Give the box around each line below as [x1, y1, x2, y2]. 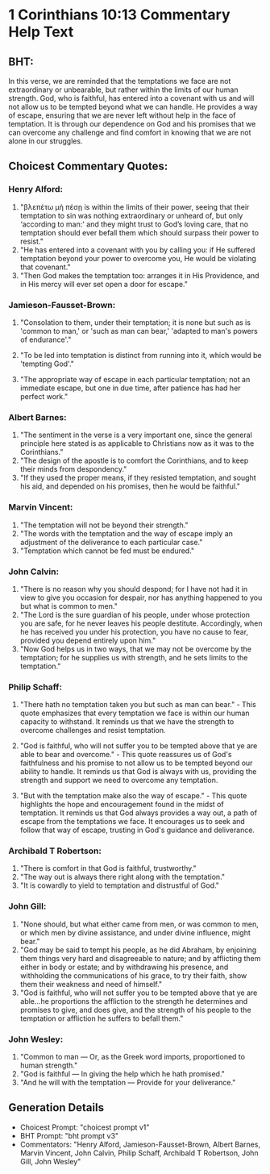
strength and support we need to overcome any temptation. [19, 776, 218, 785]
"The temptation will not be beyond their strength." [19, 520, 189, 530]
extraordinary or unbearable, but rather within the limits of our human [8, 85, 239, 94]
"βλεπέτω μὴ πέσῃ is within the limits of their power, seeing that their [19, 202, 250, 211]
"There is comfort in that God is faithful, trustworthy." [19, 864, 197, 873]
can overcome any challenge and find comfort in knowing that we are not [8, 127, 251, 137]
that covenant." [19, 262, 71, 272]
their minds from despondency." [19, 464, 127, 474]
